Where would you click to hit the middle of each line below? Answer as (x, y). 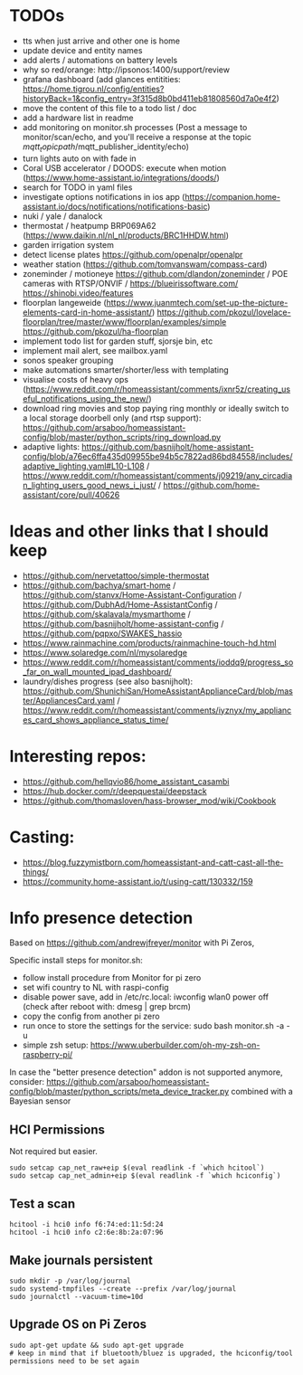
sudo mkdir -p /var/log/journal (70, 1281)
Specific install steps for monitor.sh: (76, 961)
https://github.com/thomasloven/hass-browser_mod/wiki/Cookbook (149, 801)
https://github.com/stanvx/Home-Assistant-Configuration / (132, 594)
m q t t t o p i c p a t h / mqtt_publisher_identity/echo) (106, 147)
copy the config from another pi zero (91, 1016)
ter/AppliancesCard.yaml (69, 700)
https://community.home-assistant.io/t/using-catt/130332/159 (137, 881)
